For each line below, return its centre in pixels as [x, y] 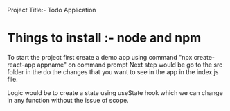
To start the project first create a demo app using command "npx [100, 57]
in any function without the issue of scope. [68, 100]
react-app [21, 65]
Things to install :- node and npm [104, 38]
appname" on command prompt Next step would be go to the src [130, 65]
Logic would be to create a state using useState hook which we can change [115, 92]
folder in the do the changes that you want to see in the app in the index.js [113, 71]
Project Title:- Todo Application [52, 10]
